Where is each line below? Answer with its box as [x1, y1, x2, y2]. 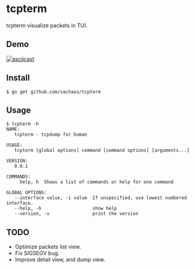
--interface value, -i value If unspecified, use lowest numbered [14, 195, 187, 201]
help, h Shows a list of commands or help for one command [19, 179, 173, 185]
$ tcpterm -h [6, 121, 39, 127]
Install [6, 73, 30, 83]
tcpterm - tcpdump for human [14, 131, 87, 138]
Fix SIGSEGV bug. [14, 250, 60, 257]
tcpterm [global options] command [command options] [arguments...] [14, 147, 190, 154]
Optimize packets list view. [14, 243, 81, 250]
